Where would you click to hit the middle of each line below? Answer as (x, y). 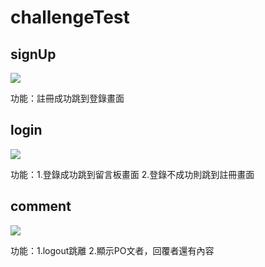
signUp (33, 54)
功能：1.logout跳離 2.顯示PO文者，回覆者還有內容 (112, 250)
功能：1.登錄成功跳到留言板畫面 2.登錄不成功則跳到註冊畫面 (132, 174)
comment (41, 206)
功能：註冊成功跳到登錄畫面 (67, 98)
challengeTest (70, 17)
